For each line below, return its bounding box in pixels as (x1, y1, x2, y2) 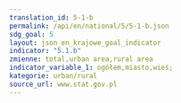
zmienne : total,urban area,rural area (9, 55, 153, 64)
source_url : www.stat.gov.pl (9, 80, 118, 89)
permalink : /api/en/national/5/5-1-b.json (9, 21, 169, 30)
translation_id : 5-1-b (9, 13, 94, 22)
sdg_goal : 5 (9, 30, 53, 39)
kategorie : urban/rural (9, 72, 98, 81)
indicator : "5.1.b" (9, 47, 82, 56)
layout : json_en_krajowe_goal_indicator (9, 38, 162, 47)
